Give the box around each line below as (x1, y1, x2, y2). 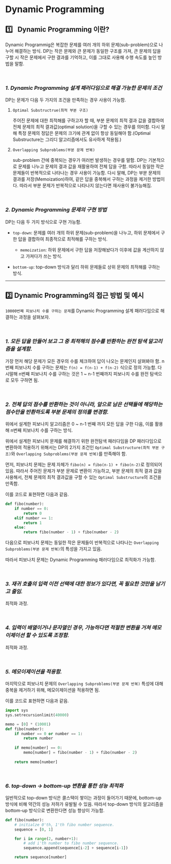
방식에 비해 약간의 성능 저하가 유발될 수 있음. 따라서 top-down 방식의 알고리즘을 (5, 801, 164, 807)
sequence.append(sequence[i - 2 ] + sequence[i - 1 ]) (23, 846, 128, 851)
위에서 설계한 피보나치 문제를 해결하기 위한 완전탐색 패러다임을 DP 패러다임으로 (5, 438, 162, 444)
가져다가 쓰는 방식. (25, 253, 62, 259)
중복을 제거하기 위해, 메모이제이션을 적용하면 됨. (5, 687, 100, 693)
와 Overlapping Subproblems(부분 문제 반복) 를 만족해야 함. (11, 451, 127, 457)
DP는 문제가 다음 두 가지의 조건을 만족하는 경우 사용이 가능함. (5, 97, 126, 103)
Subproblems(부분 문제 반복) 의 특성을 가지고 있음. (5, 546, 102, 552)
